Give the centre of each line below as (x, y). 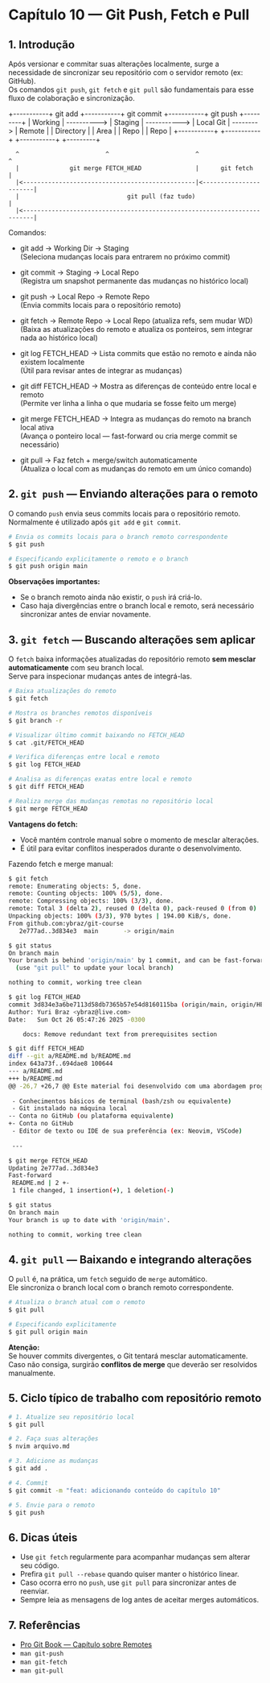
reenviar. (35, 1591)
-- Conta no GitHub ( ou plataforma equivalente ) (91, 1116)
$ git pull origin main (48, 1332)
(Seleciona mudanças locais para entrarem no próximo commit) (125, 257)
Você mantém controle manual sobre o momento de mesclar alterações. (139, 839)
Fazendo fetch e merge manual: (61, 864)
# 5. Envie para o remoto (51, 1505)
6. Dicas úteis (43, 1538)
